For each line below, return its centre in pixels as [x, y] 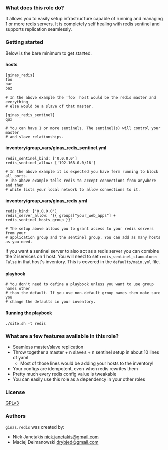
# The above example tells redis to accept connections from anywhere [81, 181]
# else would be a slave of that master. [49, 106]
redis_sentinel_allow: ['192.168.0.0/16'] [50, 163]
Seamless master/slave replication [48, 347]
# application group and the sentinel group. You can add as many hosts [83, 238]
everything [17, 102]
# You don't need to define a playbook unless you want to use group [80, 284]
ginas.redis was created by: [35, 427]
